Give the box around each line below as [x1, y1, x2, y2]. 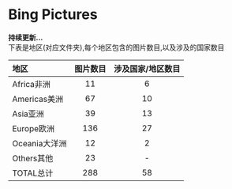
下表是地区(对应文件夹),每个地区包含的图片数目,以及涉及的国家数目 [8, 42, 225, 52]
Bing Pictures [8, 6, 98, 24]
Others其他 [12, 153, 54, 164]
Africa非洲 [12, 78, 51, 89]
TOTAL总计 [12, 168, 54, 179]
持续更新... [8, 32, 43, 42]
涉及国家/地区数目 [114, 63, 181, 74]
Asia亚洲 [12, 108, 45, 119]
